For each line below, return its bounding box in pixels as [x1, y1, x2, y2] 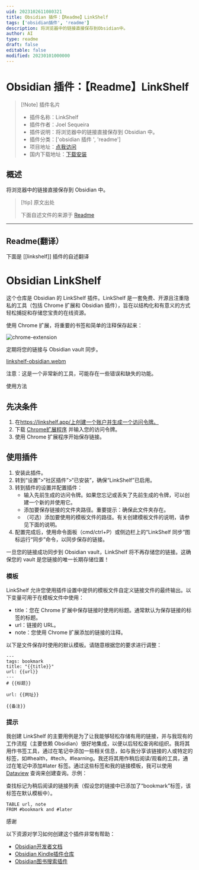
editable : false [6, 47, 46, 53]
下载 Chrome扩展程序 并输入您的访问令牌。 [14, 426, 121, 433]
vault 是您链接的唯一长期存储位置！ [23, 555, 110, 563]
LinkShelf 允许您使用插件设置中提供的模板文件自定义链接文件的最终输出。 [6, 587, 187, 594]
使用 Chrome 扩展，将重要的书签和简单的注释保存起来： [6, 322, 143, 329]
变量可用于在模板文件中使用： [11, 594, 84, 602]
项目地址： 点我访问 [29, 143, 77, 150]
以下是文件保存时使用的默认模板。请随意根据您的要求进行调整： [6, 641, 162, 649]
